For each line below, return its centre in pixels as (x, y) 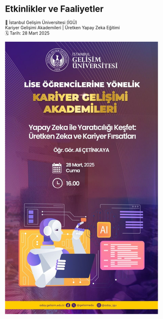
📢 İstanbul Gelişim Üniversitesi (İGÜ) (41, 22)
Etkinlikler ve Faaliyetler (54, 9)
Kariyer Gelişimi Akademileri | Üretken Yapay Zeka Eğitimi (63, 27)
